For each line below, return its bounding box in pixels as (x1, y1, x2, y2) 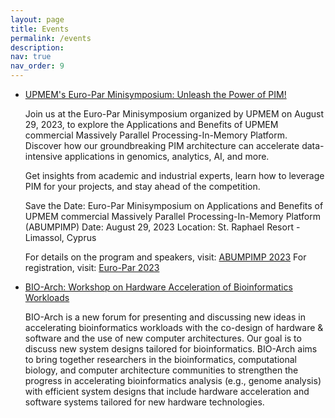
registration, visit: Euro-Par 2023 (24, 262, 160, 273)
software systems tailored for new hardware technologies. (24, 396, 265, 408)
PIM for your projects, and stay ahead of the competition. (24, 181, 261, 192)
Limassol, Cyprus (24, 232, 97, 243)
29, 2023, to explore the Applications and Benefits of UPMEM (24, 119, 279, 130)
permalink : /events (10, 33, 92, 43)
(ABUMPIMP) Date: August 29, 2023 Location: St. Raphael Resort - (24, 221, 301, 233)
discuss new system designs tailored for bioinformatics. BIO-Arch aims (24, 343, 318, 355)
